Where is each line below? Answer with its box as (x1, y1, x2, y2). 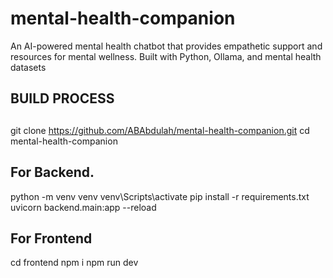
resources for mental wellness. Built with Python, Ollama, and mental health (10, 50, 322, 62)
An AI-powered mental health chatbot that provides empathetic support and (10, 40, 323, 52)
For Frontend (10, 230, 93, 247)
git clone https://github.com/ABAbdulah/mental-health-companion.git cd (10, 124, 310, 136)
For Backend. (10, 164, 95, 181)
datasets (10, 61, 47, 73)
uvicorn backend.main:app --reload (10, 201, 157, 213)
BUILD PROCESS (10, 90, 115, 107)
